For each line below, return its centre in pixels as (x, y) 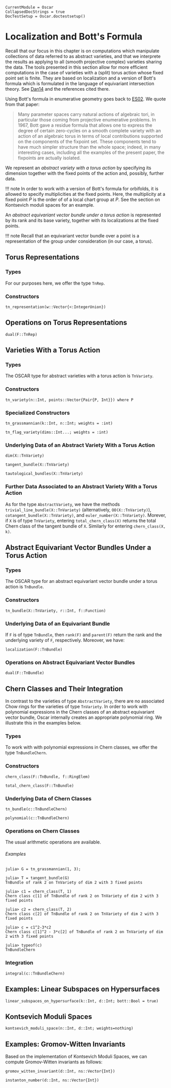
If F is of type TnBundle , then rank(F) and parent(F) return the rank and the (84, 634)
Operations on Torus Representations (66, 323)
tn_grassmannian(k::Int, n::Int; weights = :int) (59, 424)
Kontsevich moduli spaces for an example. (50, 205)
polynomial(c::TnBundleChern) (38, 818)
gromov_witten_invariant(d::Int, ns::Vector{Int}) (60, 1072)
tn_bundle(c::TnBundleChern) (36, 809)
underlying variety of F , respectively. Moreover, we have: (65, 640)
